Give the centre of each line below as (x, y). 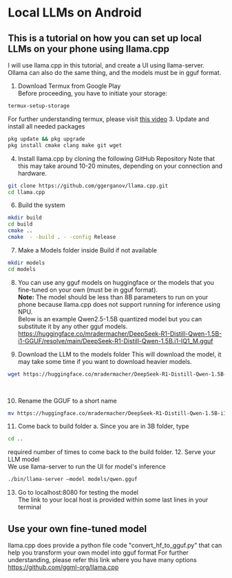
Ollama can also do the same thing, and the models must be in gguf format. (115, 73)
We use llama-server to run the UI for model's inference (87, 467)
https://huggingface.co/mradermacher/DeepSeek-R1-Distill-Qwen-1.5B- (120, 333)
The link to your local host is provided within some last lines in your (113, 500)
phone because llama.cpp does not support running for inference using (119, 304)
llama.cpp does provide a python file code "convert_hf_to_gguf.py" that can (115, 545)
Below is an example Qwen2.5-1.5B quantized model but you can (110, 319)
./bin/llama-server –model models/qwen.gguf (73, 480)
